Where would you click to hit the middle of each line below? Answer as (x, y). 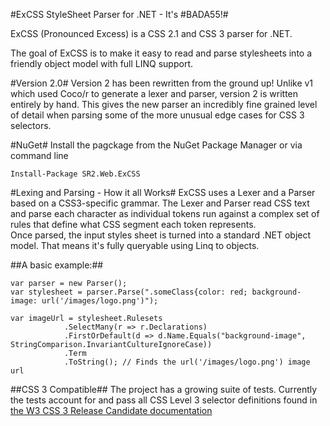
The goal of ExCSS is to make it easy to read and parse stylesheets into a (161, 53)
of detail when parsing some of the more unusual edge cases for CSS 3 (157, 115)
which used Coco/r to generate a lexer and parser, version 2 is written (154, 93)
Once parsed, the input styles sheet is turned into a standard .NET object (161, 235)
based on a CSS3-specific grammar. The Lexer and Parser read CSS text (160, 203)
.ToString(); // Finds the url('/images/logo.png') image (187, 362)
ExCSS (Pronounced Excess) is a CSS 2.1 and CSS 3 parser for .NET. (151, 33)
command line (39, 155)
